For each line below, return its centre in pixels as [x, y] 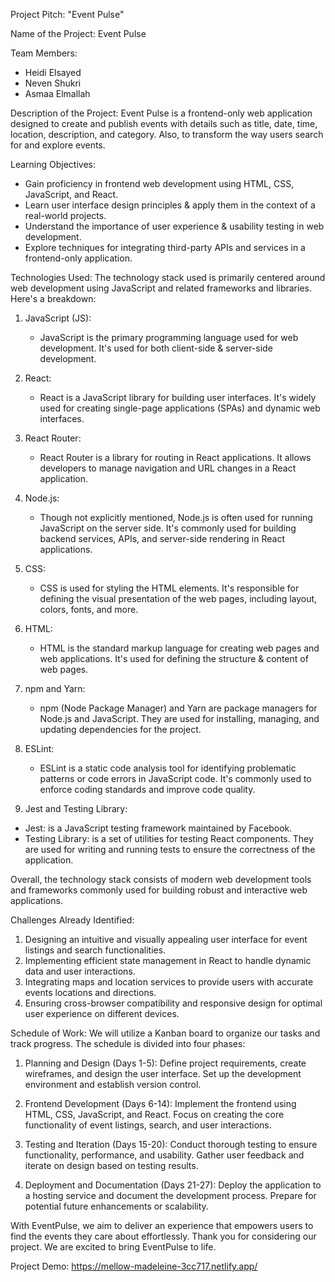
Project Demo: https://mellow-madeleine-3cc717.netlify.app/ [134, 1266]
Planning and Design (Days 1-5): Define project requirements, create [165, 1063]
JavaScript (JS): [58, 318]
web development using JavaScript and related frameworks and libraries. [161, 288]
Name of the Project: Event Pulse [78, 33]
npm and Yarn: [55, 688]
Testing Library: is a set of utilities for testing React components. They [169, 838]
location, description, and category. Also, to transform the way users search [167, 134]
